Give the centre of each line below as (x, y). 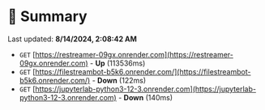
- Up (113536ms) (118, 63)
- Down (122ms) (119, 80)
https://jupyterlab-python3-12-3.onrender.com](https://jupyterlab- (146, 89)
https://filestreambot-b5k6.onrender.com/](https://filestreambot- (143, 71)
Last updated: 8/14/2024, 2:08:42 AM (72, 39)
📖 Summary (47, 17)
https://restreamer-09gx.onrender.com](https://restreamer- (135, 54)
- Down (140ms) (145, 97)
